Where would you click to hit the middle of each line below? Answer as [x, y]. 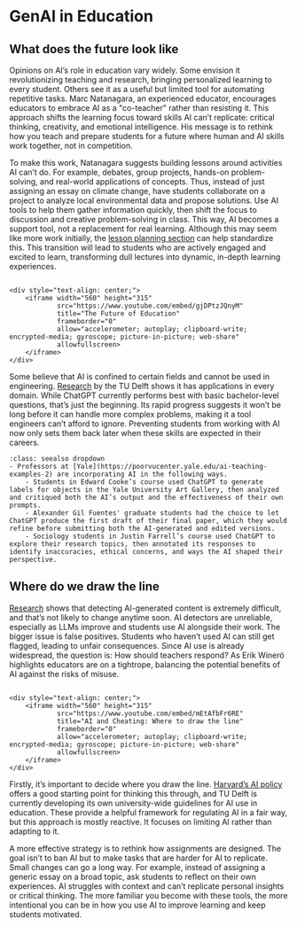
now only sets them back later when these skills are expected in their [135, 433]
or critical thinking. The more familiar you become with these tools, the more [148, 895]
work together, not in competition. [71, 145]
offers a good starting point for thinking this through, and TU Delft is [133, 793]
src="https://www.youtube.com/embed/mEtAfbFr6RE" [150, 713]
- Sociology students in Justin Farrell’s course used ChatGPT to [150, 536]
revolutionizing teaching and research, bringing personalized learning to [141, 80]
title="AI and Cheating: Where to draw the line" [150, 721]
